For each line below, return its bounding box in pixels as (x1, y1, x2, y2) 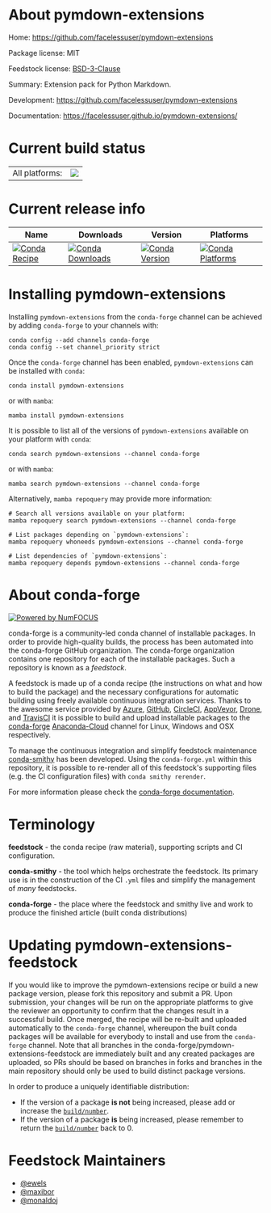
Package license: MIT (8, 48, 81, 57)
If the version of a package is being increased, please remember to (19, 1114, 244, 1124)
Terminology (8, 815, 95, 834)
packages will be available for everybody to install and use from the (8, 1031, 233, 1041)
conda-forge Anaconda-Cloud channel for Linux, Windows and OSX (8, 721, 235, 731)
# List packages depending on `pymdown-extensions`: (8, 530, 190, 539)
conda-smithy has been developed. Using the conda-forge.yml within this (8, 754, 252, 763)
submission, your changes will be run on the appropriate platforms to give (8, 997, 254, 1007)
